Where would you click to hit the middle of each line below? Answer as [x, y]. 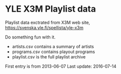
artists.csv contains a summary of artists [53, 46]
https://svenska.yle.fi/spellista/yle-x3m [44, 27]
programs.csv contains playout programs [53, 52]
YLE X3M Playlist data [50, 9]
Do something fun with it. [30, 37]
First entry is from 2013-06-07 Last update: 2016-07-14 [61, 66]
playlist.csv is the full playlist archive [49, 56]
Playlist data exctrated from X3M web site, [48, 22]
